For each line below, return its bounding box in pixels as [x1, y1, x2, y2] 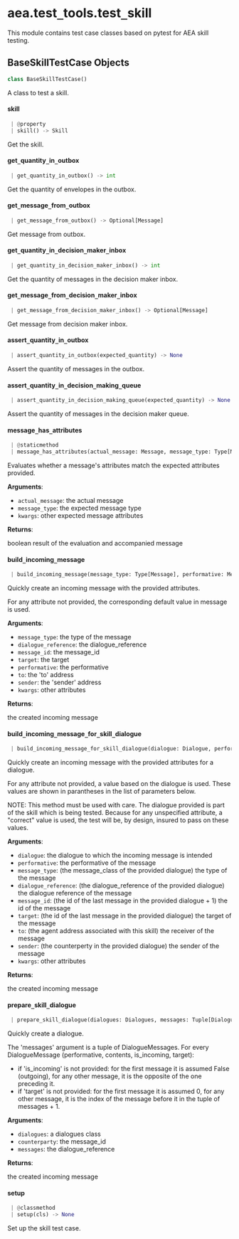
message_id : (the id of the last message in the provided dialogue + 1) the [17, 896, 228, 905]
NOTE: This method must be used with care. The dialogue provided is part [7, 801, 225, 809]
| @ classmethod [10, 1204, 55, 1212]
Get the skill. [7, 140, 44, 149]
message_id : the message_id [17, 648, 100, 656]
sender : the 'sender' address [17, 678, 102, 687]
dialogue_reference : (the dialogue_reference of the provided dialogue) [17, 881, 225, 890]
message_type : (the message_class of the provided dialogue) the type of [17, 866, 228, 875]
